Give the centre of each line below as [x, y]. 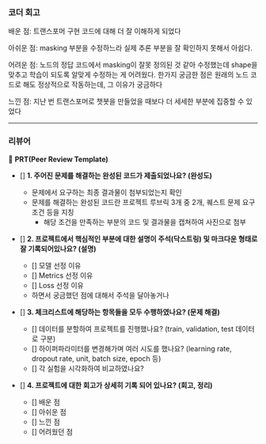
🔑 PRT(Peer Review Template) [58, 159]
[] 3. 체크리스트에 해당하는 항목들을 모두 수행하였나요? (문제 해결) [120, 312]
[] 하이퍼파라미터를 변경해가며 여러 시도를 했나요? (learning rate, [131, 348]
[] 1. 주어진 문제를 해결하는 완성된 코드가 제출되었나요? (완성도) [116, 175]
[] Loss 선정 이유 [58, 285]
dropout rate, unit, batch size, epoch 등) [96, 359]
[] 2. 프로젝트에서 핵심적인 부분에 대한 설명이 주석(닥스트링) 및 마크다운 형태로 [139, 238]
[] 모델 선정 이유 [56, 265]
